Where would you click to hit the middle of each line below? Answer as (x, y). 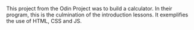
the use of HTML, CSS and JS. (44, 21)
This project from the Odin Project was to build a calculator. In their (89, 9)
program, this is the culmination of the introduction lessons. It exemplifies (97, 15)
